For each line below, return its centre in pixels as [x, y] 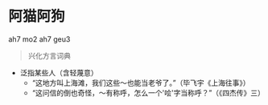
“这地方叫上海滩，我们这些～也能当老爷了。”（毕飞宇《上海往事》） [141, 83]
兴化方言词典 [49, 55]
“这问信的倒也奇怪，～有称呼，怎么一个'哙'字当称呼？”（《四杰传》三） [148, 92]
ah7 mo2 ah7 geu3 [39, 39]
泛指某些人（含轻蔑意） [59, 72]
